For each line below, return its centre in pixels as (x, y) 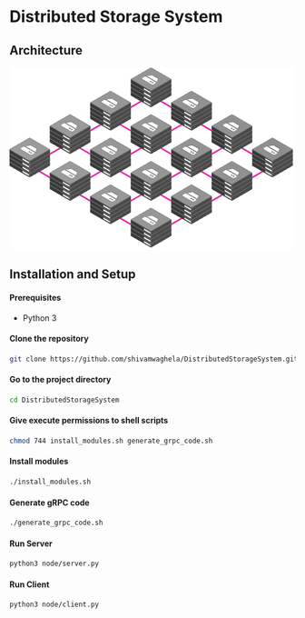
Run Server (31, 543)
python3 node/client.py (54, 605)
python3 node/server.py (54, 564)
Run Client (30, 584)
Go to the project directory (60, 380)
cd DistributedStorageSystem (64, 400)
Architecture (46, 50)
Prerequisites (35, 297)
